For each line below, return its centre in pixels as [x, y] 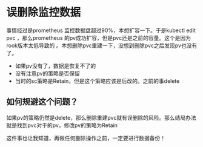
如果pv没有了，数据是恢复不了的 [55, 66]
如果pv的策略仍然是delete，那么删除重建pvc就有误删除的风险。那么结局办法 [101, 117]
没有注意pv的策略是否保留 [47, 73]
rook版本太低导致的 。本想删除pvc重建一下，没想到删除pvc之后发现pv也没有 [102, 45]
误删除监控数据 [44, 12]
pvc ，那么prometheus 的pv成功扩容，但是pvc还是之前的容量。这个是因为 [98, 38]
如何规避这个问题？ [42, 102]
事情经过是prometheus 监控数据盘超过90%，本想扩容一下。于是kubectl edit [101, 30]
